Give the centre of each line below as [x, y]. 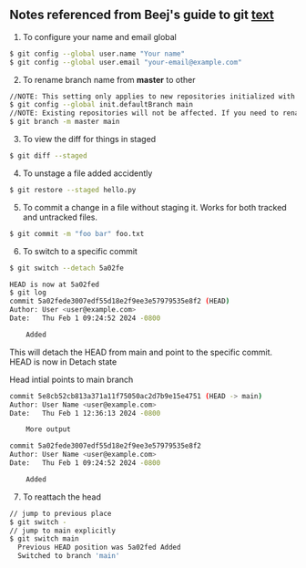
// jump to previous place [61, 513]
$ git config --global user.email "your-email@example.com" [126, 62]
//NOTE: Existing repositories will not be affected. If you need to [144, 113]
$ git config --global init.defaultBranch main [102, 105]
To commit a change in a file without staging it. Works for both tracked [154, 207]
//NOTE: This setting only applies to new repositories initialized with [153, 96]
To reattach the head [62, 497]
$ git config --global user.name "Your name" [97, 54]
